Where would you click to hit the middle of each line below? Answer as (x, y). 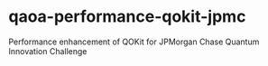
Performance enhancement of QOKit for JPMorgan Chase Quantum (134, 42)
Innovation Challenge (48, 51)
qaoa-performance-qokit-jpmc (127, 17)
